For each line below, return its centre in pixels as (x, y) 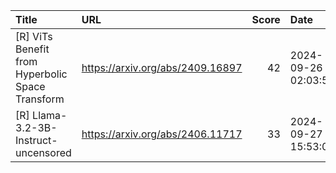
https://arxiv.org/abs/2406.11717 (162, 134)
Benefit (32, 49)
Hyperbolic (41, 74)
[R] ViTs (34, 36)
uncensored (43, 152)
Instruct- (36, 140)
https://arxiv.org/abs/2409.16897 (162, 67)
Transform (40, 99)
